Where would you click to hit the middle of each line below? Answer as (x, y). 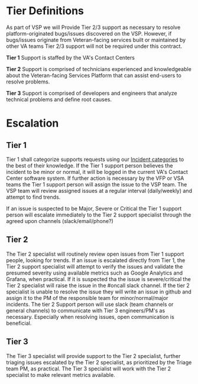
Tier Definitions (45, 11)
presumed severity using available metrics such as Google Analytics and (95, 273)
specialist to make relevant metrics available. (61, 375)
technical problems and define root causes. (59, 99)
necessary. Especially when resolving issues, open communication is (90, 317)
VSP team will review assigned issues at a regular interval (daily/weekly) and (99, 191)
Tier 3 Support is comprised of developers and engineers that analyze (92, 93)
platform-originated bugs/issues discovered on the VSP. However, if (89, 33)
